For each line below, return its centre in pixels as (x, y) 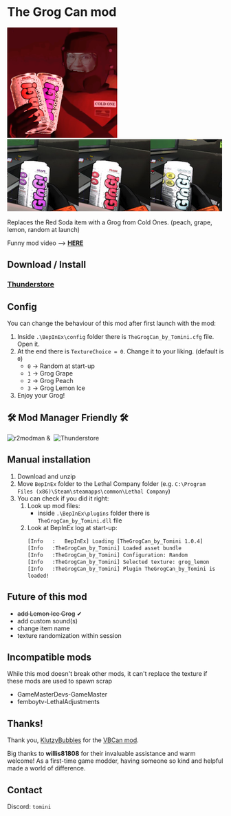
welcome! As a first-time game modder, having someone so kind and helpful (115, 761)
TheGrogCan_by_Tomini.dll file (80, 520)
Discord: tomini (29, 806)
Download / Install (47, 265)
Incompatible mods (49, 657)
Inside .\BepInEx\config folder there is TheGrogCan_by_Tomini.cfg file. (115, 337)
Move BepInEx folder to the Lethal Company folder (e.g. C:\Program (111, 483)
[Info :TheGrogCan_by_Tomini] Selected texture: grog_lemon (118, 562)
